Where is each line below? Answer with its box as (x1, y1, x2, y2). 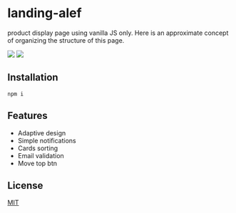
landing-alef (7, 5, 82, 21)
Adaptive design (17, 128, 66, 137)
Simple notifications (17, 136, 76, 145)
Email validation (17, 151, 64, 160)
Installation (7, 71, 58, 83)
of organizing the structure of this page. (7, 36, 125, 44)
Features (7, 110, 48, 122)
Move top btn (17, 159, 58, 167)
